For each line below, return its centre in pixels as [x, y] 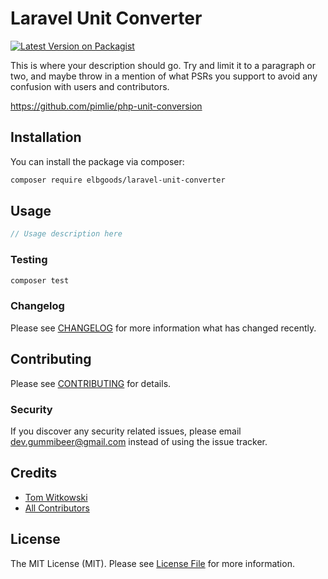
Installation [46, 137]
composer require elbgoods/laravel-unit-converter [118, 180]
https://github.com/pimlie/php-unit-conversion [106, 106]
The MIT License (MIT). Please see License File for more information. [152, 563]
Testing [29, 260]
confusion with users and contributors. [90, 86]
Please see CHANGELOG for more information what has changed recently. [163, 328]
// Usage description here [66, 234]
